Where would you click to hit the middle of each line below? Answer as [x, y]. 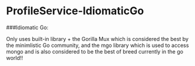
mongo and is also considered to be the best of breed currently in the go [95, 51]
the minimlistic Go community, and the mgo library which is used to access [97, 45]
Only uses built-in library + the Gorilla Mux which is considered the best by [97, 39]
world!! [15, 58]
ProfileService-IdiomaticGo [75, 11]
